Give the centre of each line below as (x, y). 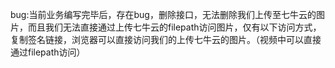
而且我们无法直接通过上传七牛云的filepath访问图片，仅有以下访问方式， (174, 27)
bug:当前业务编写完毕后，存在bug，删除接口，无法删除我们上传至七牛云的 (163, 14)
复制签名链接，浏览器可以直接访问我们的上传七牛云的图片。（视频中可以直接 (166, 39)
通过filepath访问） (48, 52)
